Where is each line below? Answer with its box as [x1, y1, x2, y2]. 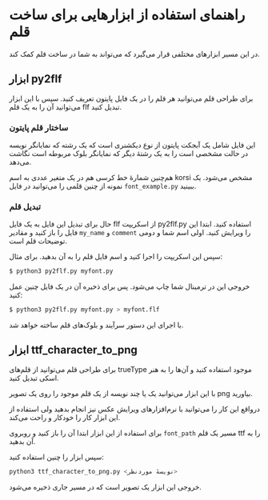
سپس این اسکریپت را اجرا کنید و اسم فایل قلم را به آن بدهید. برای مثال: [9, 252, 223, 262]
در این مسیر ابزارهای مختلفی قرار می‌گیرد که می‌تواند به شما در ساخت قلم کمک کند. [9, 49, 261, 58]
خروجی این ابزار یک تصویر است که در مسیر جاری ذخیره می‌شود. [9, 482, 202, 491]
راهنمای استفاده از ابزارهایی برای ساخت [9, 6, 246, 24]
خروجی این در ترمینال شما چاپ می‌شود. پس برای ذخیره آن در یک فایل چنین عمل [9, 282, 250, 291]
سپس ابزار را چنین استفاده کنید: [9, 452, 105, 462]
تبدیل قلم [9, 201, 42, 212]
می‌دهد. [9, 158, 32, 167]
